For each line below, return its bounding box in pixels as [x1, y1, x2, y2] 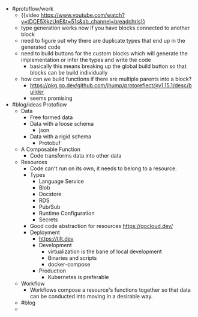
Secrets [38, 216, 58, 223]
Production [38, 267, 67, 274]
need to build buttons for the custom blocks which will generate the [20, 50, 188, 57]
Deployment [29, 229, 60, 236]
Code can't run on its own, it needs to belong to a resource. [29, 165, 177, 172]
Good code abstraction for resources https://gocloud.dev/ [29, 223, 173, 229]
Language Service [38, 177, 84, 185]
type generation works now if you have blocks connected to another [20, 24, 190, 31]
